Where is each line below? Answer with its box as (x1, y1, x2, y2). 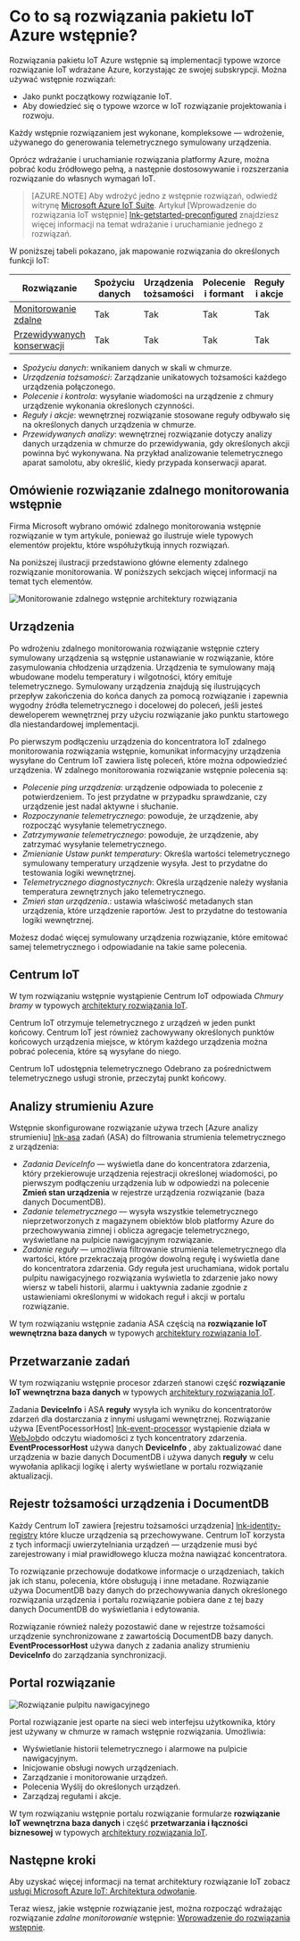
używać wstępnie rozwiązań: (9, 73, 116, 84)
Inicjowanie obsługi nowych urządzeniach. (21, 1762, 179, 1773)
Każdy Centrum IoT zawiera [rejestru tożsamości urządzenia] (9, 1520, 235, 1530)
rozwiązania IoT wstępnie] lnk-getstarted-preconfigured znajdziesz (30, 209, 279, 220)
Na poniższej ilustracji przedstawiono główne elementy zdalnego (9, 556, 248, 568)
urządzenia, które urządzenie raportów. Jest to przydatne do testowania (21, 904, 287, 916)
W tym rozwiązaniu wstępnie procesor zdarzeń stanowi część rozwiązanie (9, 1378, 286, 1387)
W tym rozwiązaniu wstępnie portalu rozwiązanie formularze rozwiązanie (9, 1808, 281, 1819)
